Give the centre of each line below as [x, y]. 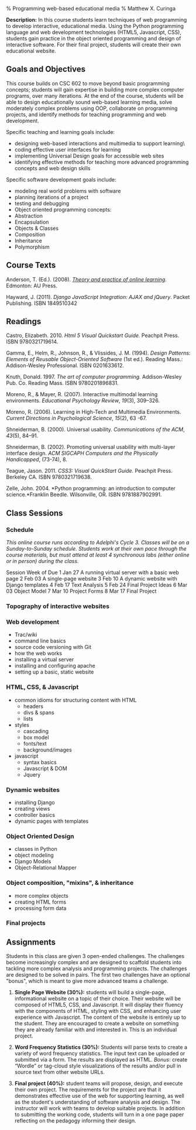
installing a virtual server [44, 660]
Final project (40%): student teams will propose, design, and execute [99, 1083]
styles [22, 724]
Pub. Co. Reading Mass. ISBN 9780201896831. [62, 383]
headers [33, 706]
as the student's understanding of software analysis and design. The [97, 1102]
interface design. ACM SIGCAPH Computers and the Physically [82, 454]
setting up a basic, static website [54, 672]
